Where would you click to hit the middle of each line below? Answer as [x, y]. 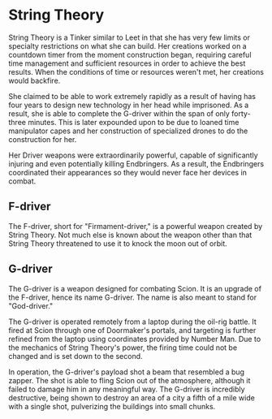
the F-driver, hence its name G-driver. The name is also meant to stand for [133, 297]
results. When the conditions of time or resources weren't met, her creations [136, 71]
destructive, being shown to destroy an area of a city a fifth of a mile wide [132, 397]
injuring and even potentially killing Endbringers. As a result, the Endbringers [136, 163]
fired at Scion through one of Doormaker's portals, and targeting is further [132, 330]
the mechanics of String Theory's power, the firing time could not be [123, 348]
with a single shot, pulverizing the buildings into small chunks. [112, 406]
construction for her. [43, 139]
